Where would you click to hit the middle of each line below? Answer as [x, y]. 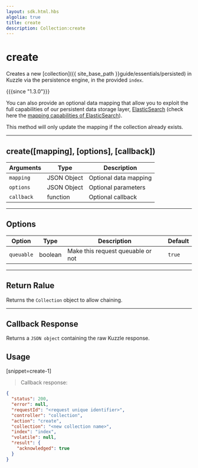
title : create [24, 22]
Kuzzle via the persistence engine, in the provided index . [75, 80]
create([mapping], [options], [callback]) [81, 151]
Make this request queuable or [110, 251]
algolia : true [24, 17]
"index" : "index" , [34, 432]
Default [178, 241]
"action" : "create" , [37, 421]
